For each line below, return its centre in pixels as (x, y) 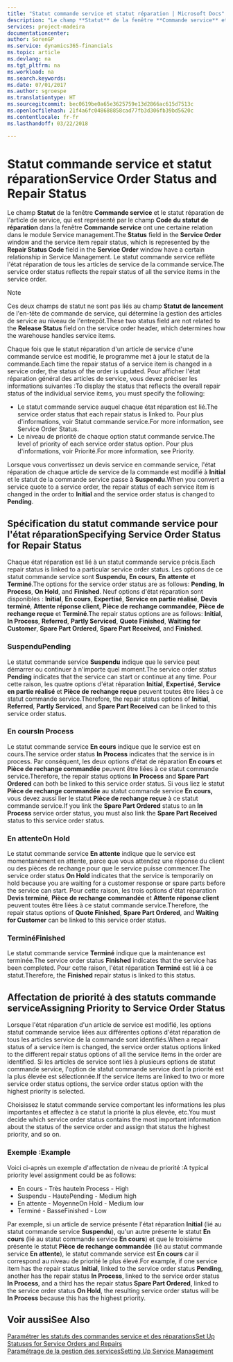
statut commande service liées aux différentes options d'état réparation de (114, 1032)
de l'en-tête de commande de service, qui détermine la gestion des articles (114, 314)
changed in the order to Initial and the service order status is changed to (111, 494)
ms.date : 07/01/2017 (37, 85)
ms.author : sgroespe (37, 91)
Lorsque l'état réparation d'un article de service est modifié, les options (109, 1025)
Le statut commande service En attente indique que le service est (101, 854)
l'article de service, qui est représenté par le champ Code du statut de (108, 220)
